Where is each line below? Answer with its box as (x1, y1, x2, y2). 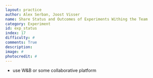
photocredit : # (5, 53, 37, 59)
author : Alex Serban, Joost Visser (5, 12, 80, 17)
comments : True (5, 40, 37, 45)
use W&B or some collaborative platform (12, 67, 97, 73)
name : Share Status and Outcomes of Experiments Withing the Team (5, 16, 148, 21)
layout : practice (5, 7, 42, 12)
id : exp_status (5, 26, 37, 31)
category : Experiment (5, 21, 51, 26)
